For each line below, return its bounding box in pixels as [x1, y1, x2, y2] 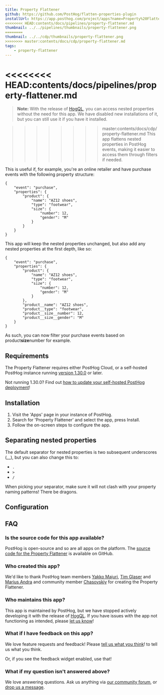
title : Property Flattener [5, 7, 60, 12]
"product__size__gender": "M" [22, 316, 84, 320]
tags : [5, 43, 16, 48]
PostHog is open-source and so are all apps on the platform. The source [5, 545, 150, 551]
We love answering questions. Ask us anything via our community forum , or [5, 679, 157, 685]
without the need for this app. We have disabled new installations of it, [17, 111, 159, 117]
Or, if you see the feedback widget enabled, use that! [5, 655, 112, 662]
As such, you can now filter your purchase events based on [5, 333, 125, 338]
